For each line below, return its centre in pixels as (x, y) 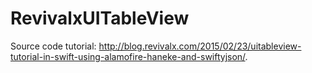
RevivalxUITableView (100, 18)
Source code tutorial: (53, 46)
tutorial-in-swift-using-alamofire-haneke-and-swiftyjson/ (128, 56)
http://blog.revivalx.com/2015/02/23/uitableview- (200, 46)
